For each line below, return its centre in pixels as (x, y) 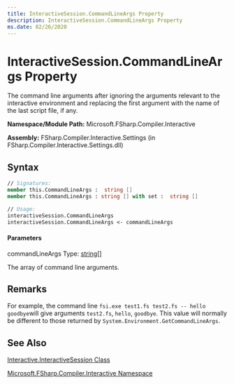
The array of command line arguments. (64, 267)
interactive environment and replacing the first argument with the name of (114, 103)
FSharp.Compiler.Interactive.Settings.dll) (65, 145)
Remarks (27, 289)
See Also (27, 343)
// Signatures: (29, 184)
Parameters (24, 238)
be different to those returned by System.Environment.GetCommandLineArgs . (114, 321)
